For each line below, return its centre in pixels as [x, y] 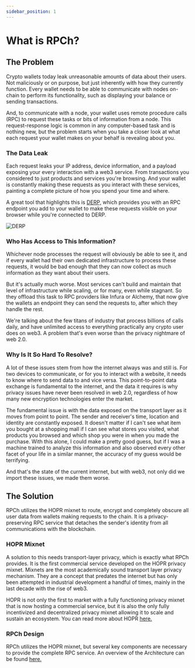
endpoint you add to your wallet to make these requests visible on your [92, 208]
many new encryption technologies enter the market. [70, 399]
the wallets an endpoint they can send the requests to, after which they [92, 303]
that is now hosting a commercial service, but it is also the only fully [88, 606]
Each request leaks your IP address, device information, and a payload [91, 166]
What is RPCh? [43, 40]
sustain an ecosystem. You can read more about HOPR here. [79, 619]
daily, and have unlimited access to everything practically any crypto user [95, 327]
